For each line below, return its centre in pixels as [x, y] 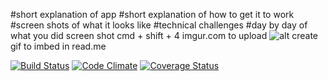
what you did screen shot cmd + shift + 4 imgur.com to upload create [164, 35]
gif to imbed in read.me [58, 46]
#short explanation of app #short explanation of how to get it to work [152, 14]
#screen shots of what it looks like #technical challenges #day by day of [159, 25]
